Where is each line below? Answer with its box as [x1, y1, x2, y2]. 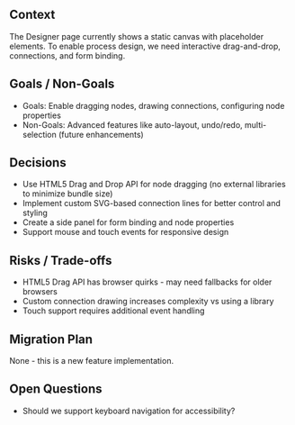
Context [9, 7, 56, 23]
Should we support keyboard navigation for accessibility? [22, 405, 236, 416]
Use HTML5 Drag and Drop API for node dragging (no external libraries [22, 179, 286, 190]
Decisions [9, 155, 67, 170]
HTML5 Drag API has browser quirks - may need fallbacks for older [22, 276, 273, 287]
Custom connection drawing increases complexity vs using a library [22, 296, 274, 307]
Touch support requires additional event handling [22, 305, 205, 316]
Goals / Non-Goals [9, 77, 115, 92]
